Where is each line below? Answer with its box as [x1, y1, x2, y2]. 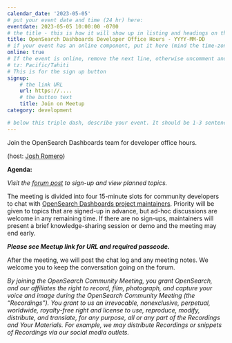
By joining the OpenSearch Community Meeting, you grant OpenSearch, [7, 276, 213, 285]
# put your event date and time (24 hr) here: [7, 17, 144, 24]
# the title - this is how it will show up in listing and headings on [7, 29, 217, 37]
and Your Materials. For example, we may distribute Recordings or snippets [7, 320, 222, 329]
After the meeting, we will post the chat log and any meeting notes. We [7, 256, 209, 264]
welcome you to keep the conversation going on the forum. [7, 263, 175, 271]
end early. [7, 229, 36, 237]
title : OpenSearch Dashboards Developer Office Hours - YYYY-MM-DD [7, 36, 206, 43]
